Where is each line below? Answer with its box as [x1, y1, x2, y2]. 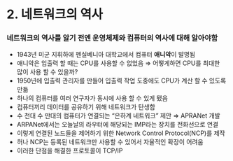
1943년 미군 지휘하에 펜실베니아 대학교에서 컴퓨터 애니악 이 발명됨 [16, 50, 196, 59]
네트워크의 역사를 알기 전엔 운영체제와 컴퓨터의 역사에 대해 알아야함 [6, 33, 218, 43]
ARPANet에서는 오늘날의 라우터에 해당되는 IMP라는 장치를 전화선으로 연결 [16, 120, 218, 129]
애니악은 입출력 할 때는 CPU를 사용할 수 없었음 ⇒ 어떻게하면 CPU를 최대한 [16, 59, 220, 67]
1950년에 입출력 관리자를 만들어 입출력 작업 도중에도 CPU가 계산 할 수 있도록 [16, 76, 227, 85]
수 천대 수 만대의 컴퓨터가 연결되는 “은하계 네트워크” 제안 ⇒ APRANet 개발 [16, 111, 221, 120]
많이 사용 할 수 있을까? [16, 68, 78, 76]
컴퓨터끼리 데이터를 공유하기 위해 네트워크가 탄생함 [16, 103, 155, 111]
